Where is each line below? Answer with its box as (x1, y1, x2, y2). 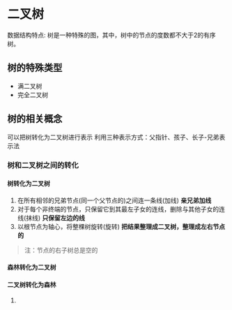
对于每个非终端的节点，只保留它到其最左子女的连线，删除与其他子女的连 (17, 205, 225, 213)
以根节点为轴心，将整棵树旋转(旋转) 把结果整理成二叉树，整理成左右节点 (17, 222, 225, 230)
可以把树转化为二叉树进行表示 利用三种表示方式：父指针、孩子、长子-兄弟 (7, 133, 219, 141)
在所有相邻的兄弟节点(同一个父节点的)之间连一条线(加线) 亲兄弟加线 (17, 196, 212, 205)
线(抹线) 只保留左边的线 (17, 214, 85, 222)
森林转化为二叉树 (7, 263, 56, 272)
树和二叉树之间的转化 (7, 161, 79, 170)
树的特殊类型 (7, 62, 63, 74)
